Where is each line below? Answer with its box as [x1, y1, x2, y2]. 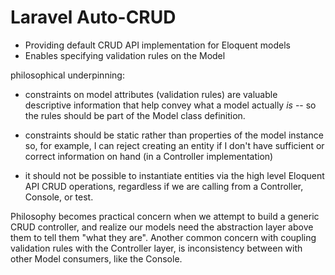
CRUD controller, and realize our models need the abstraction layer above [10, 221, 314, 233]
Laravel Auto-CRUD [10, 6, 177, 29]
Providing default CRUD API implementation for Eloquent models [24, 39, 291, 51]
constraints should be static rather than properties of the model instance [24, 129, 324, 141]
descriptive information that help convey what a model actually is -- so [24, 99, 317, 111]
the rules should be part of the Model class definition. [24, 109, 246, 121]
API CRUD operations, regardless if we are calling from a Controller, [24, 180, 304, 192]
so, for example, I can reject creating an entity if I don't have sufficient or [24, 139, 325, 151]
